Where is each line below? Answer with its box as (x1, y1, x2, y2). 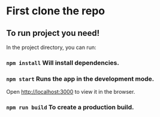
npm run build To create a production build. (6, 103, 134, 112)
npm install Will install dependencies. (6, 59, 120, 67)
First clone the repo (6, 4, 105, 18)
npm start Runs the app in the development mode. (6, 75, 155, 83)
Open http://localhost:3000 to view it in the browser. (6, 88, 135, 96)
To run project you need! (6, 28, 100, 38)
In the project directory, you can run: (6, 44, 96, 51)
